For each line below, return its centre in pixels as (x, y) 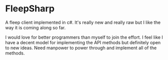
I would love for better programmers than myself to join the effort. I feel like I (84, 37)
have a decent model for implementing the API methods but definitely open (83, 42)
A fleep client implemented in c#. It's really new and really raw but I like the (83, 22)
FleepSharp (30, 9)
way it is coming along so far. (35, 27)
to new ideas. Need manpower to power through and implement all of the (81, 48)
